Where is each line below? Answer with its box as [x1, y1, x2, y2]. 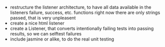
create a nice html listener [10, 20, 65, 26]
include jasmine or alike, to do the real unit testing [10, 36, 114, 42]
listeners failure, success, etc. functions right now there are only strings [10, 9, 160, 15]
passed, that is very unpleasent [10, 15, 76, 20]
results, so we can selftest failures [10, 31, 82, 36]
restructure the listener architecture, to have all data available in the [10, 4, 151, 10]
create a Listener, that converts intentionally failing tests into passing [10, 25, 154, 31]
